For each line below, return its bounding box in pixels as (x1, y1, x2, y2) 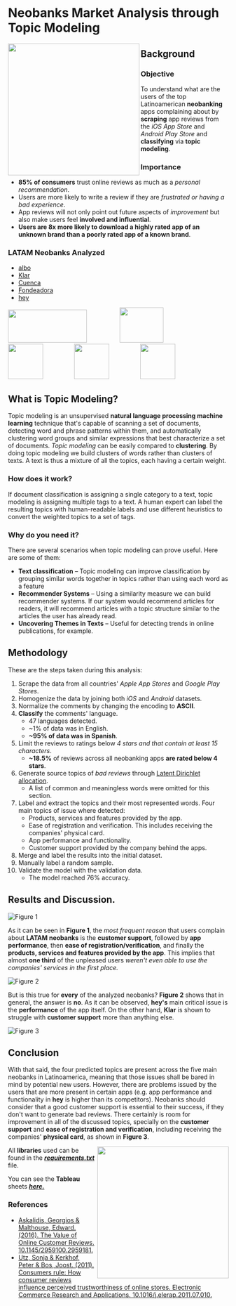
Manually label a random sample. (18, 858, 114, 867)
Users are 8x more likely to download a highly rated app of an (18, 223, 200, 231)
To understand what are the (140, 84, 221, 93)
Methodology (8, 647, 69, 659)
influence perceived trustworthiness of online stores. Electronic (18, 1283, 202, 1291)
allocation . (18, 776, 48, 785)
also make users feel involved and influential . (18, 216, 151, 224)
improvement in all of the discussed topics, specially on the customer (8, 1118, 209, 1126)
